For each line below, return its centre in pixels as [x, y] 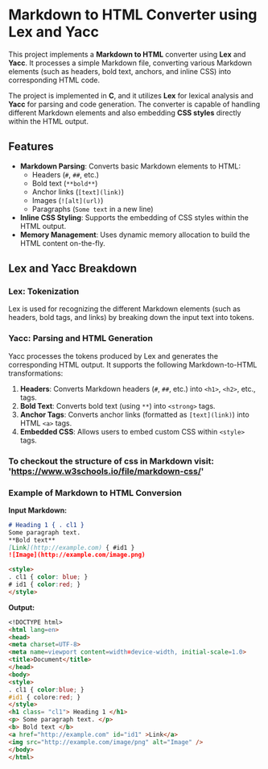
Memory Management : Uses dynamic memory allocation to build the [135, 235]
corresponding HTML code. [54, 80]
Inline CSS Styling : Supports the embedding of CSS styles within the [134, 217]
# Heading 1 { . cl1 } [46, 525]
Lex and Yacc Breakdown [72, 269]
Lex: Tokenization [44, 292]
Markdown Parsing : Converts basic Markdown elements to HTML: [130, 166]
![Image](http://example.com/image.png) [77, 555]
